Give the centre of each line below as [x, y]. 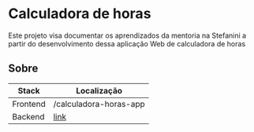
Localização [99, 90]
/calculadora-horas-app [99, 104]
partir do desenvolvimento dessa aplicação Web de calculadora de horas [127, 43]
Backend [28, 116]
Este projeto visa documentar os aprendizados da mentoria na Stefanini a [127, 35]
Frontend [29, 104]
